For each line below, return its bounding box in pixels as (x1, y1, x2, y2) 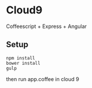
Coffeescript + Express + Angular (6, 23, 87, 30)
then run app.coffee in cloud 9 (6, 75, 79, 82)
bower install (6, 60, 41, 66)
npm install (6, 55, 35, 61)
